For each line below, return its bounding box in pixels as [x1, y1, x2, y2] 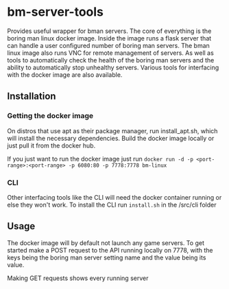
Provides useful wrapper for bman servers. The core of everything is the [7, 27, 212, 35]
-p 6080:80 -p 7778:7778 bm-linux [68, 162, 167, 169]
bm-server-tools [7, 4, 104, 20]
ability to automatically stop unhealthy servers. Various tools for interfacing [7, 63, 219, 71]
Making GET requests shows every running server [7, 274, 149, 282]
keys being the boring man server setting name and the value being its [7, 253, 206, 262]
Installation [7, 91, 56, 102]
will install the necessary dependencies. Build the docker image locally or [7, 134, 215, 142]
